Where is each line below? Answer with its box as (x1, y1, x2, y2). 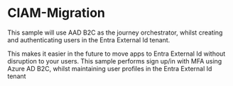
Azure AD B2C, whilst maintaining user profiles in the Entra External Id (7, 64, 212, 73)
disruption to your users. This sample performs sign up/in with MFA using (7, 56, 222, 65)
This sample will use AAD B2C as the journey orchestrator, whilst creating (7, 28, 223, 37)
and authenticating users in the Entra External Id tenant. (7, 35, 170, 44)
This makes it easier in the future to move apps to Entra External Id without (7, 49, 226, 58)
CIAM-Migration (7, 5, 105, 21)
